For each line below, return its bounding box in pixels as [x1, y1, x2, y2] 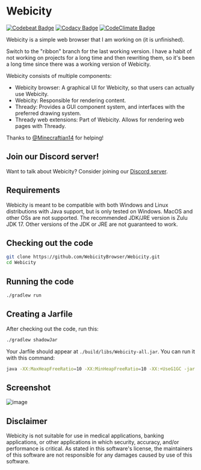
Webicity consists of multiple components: [6, 72, 112, 79]
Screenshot [6, 382, 51, 393]
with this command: [6, 354, 55, 361]
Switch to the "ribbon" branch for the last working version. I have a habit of [6, 47, 193, 55]
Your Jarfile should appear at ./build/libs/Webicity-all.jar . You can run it [6, 347, 196, 355]
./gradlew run [6, 292, 42, 298]
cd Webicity [6, 260, 36, 266]
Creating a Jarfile [6, 309, 73, 320]
